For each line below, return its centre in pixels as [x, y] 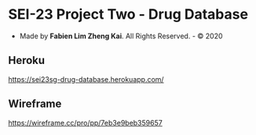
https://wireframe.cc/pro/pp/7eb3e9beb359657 [85, 123]
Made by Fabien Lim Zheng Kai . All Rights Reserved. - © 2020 [121, 36]
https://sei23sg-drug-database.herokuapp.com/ [86, 79]
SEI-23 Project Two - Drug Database [128, 14]
